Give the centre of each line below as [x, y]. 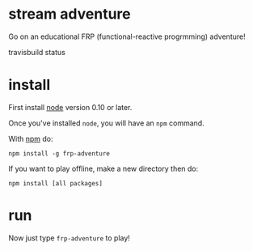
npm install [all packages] [56, 183]
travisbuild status [37, 52]
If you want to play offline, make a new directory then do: [103, 168]
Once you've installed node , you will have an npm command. [106, 123]
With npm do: [31, 138]
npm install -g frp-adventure [59, 153]
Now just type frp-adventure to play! [70, 238]
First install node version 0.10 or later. [70, 107]
